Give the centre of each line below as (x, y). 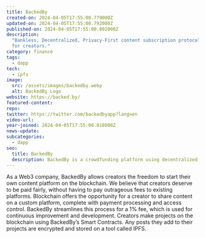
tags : (13, 57)
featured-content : (30, 103)
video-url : (20, 120)
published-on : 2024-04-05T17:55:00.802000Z (63, 29)
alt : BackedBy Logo (37, 92)
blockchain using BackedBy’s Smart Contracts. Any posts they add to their (100, 222)
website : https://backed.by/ (43, 97)
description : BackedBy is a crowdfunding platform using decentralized (105, 159)
